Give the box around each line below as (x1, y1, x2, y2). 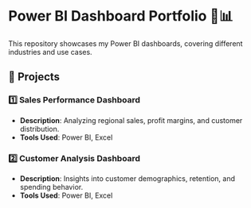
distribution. (19, 124, 60, 133)
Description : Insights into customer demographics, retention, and (19, 173, 236, 183)
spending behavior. (19, 182, 84, 191)
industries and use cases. (8, 47, 93, 56)
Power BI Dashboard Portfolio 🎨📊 (8, 7, 233, 25)
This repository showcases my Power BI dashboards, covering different (8, 38, 243, 48)
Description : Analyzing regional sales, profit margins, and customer (19, 115, 243, 125)
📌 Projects (8, 70, 61, 84)
